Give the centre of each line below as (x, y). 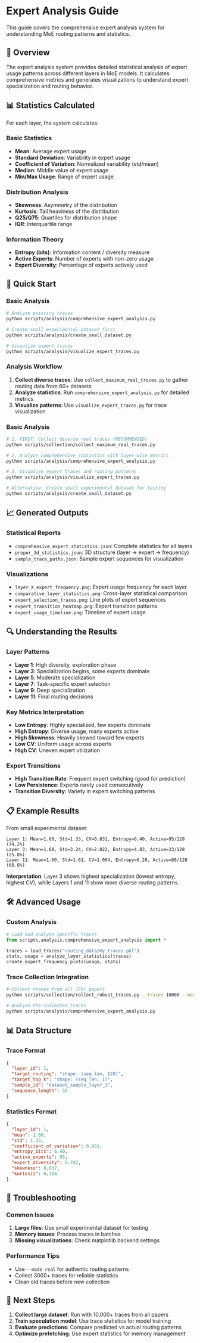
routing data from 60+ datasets (53, 386)
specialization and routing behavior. (50, 86)
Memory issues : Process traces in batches (68, 1234)
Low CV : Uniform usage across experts (63, 744)
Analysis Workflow (34, 367)
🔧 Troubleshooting (41, 1198)
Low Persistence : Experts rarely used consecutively (79, 785)
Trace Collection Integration (48, 977)
